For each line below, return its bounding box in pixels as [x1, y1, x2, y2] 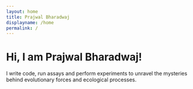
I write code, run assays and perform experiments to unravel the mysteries [6, 70, 188, 77]
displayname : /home [6, 19, 54, 25]
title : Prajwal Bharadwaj [6, 14, 70, 20]
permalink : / [6, 25, 38, 31]
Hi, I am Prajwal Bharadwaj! [6, 51, 142, 64]
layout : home [6, 8, 38, 15]
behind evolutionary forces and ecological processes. [6, 76, 137, 83]
